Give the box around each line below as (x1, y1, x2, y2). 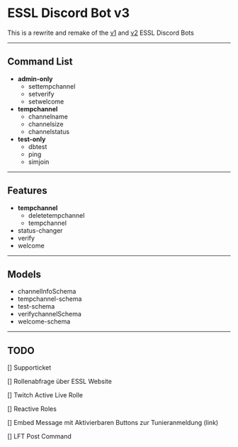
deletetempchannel (28, 211, 85, 219)
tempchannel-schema (17, 294, 82, 303)
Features (7, 184, 47, 197)
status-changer (17, 226, 63, 235)
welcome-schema (17, 317, 71, 326)
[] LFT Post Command (7, 432, 72, 441)
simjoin (28, 158, 50, 166)
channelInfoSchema (17, 287, 76, 296)
